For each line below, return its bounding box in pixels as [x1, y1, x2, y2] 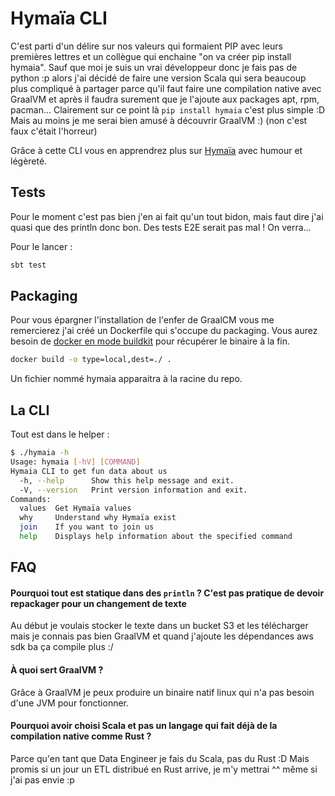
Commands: [10, 494, 52, 504]
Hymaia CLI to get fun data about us [10, 466, 168, 476]
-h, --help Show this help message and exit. [19, 475, 235, 486]
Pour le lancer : [10, 240, 73, 252]
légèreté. [10, 155, 48, 167]
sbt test [10, 260, 47, 270]
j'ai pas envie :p [10, 773, 75, 786]
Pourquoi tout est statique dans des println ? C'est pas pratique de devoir [10, 587, 325, 599]
